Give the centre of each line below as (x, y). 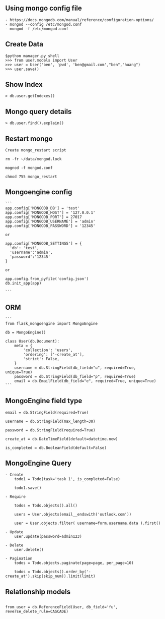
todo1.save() (28, 488)
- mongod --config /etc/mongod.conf (44, 24)
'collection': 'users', (48, 350)
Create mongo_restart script (36, 150)
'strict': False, (41, 359)
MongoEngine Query (38, 463)
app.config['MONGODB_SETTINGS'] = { (44, 243)
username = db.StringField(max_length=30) (50, 421)
